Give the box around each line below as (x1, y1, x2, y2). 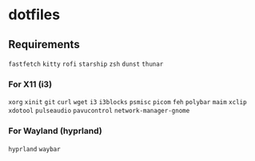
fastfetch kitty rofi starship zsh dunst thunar (8, 60, 164, 68)
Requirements (8, 38, 80, 51)
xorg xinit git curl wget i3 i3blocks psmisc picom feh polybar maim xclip (8, 99, 247, 107)
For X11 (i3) (8, 78, 53, 90)
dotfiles (8, 6, 61, 24)
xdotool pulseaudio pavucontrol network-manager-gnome (8, 107, 190, 115)
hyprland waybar (8, 145, 62, 153)
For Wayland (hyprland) (8, 126, 102, 137)
